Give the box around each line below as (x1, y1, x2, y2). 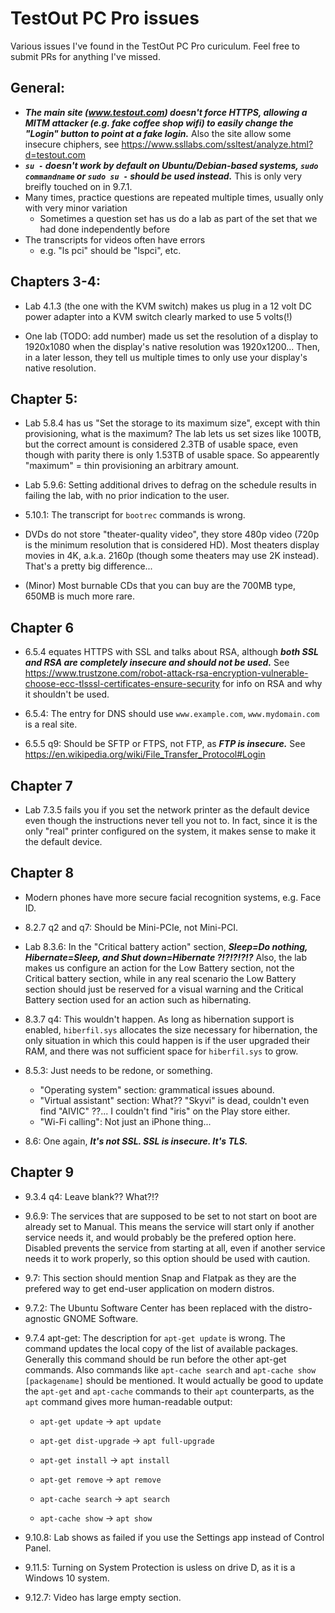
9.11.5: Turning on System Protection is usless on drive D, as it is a (24, 1561, 296, 1573)
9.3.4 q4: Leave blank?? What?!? (24, 1190, 160, 1202)
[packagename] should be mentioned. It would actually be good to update (24, 1374, 324, 1386)
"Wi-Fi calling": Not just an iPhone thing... (39, 1115, 212, 1127)
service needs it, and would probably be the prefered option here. (24, 1231, 297, 1243)
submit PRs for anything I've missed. (10, 50, 161, 62)
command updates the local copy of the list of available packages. (24, 1342, 299, 1354)
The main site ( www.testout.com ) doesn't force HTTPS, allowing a (24, 106, 308, 118)
